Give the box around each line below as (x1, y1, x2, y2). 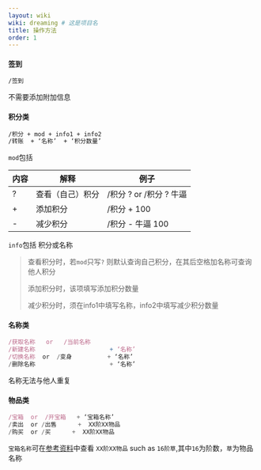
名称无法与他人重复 (8, 375, 71, 385)
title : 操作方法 (8, 26, 57, 34)
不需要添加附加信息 (8, 93, 71, 102)
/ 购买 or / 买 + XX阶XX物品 (8, 428, 115, 436)
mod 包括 (8, 153, 33, 162)
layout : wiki (8, 11, 51, 20)
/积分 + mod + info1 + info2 (8, 130, 102, 138)
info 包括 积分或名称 (8, 241, 74, 250)
